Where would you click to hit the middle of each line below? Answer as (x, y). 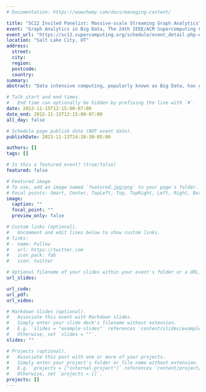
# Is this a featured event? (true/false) (61, 165)
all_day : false (26, 120)
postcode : (24, 69)
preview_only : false (38, 216)
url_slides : (21, 278)
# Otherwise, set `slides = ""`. (52, 334)
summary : (17, 80)
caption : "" (27, 204)
